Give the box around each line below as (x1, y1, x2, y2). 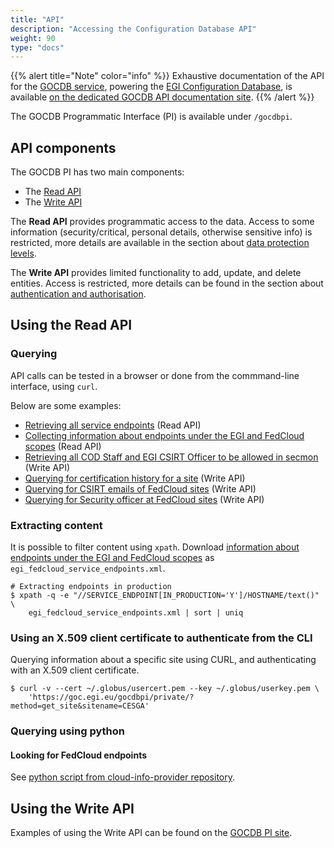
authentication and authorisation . (10, 288, 147, 300)
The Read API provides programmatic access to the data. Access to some (10, 216, 315, 228)
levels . (10, 247, 37, 260)
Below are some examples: (10, 399, 122, 411)
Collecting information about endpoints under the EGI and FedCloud (24, 429, 305, 441)
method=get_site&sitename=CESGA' (10, 701, 150, 711)
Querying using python (10, 724, 125, 738)
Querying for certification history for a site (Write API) (24, 472, 246, 484)
